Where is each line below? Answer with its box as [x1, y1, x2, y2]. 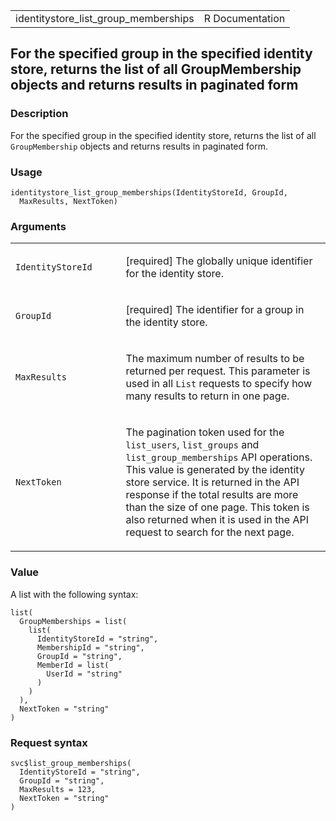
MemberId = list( [36, 660, 110, 670]
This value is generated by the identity [125, 463, 305, 477]
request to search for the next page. [125, 525, 295, 539]
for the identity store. [125, 267, 224, 281]
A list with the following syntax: [10, 588, 139, 600]
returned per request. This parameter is [125, 364, 311, 378]
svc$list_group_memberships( [10, 758, 132, 768]
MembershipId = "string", [36, 642, 145, 653]
